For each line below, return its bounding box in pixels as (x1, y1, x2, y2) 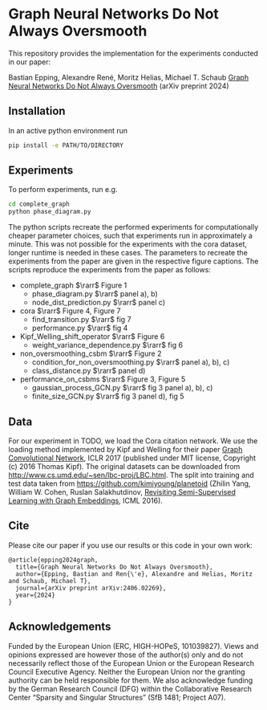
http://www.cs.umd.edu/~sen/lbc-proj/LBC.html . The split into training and (8, 471, 254, 479)
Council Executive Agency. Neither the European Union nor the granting (8, 667, 246, 676)
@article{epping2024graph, (8, 556, 99, 564)
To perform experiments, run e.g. (8, 185, 118, 194)
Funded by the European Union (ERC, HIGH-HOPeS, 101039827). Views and (8, 641, 259, 651)
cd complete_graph (8, 200, 70, 209)
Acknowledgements (8, 620, 111, 634)
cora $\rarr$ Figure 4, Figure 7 (19, 306, 121, 316)
